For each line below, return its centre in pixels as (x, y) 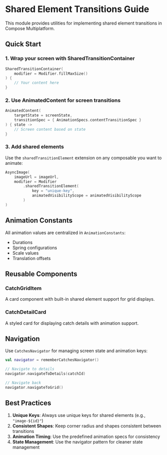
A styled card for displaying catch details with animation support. (72, 323)
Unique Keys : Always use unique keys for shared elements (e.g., (79, 415)
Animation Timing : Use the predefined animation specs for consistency (86, 436)
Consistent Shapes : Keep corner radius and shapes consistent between (87, 426)
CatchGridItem (23, 288)
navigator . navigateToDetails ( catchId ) (45, 374)
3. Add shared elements (35, 147)
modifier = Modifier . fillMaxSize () (51, 74)
